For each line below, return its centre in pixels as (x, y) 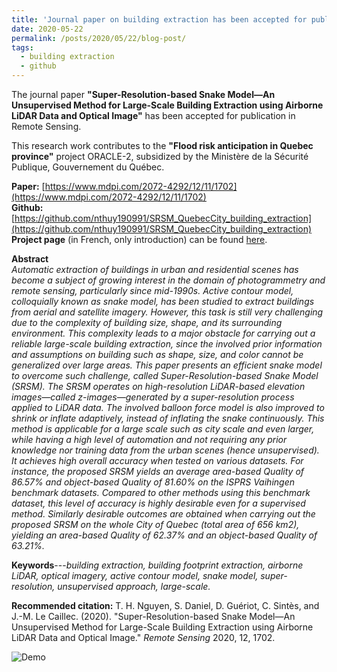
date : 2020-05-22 (47, 29)
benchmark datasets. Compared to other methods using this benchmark (161, 492)
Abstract (30, 259)
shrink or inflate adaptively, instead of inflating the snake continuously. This (168, 418)
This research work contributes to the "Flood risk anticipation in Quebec (162, 145)
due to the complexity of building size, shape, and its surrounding (147, 322)
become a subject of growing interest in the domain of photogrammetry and (168, 280)
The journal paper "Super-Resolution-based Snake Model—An (143, 94)
